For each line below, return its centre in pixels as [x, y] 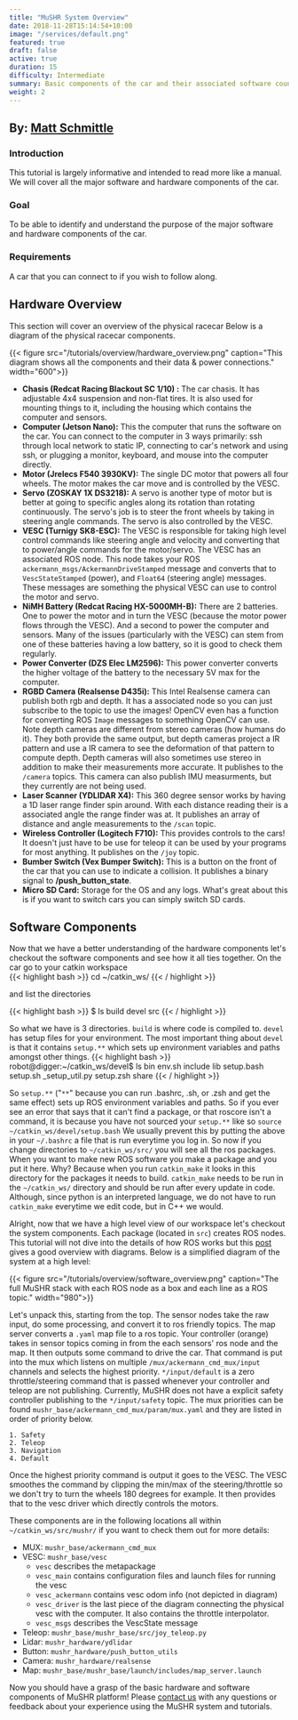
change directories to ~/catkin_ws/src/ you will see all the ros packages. [143, 1150]
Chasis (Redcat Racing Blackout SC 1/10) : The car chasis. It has [141, 389]
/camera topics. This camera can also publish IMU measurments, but [147, 776]
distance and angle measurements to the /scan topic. [119, 823]
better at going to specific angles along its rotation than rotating [138, 502]
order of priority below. [51, 1419]
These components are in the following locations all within [115, 1521]
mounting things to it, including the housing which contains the [137, 408]
